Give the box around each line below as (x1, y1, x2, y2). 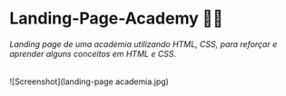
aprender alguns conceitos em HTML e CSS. (9, 48, 177, 59)
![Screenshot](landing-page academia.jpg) (9, 76, 170, 87)
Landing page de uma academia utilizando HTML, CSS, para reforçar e (9, 38, 278, 49)
